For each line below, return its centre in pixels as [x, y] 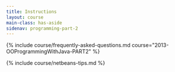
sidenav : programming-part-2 [42, 28]
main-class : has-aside [34, 23]
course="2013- [150, 45]
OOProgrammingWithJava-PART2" [49, 52]
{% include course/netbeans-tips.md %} [56, 63]
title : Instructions [32, 12]
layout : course [25, 17]
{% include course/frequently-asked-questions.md [68, 45]
